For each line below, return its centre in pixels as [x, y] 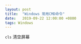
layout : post [18, 9]
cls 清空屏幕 [17, 37]
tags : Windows [19, 23]
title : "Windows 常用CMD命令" [35, 14]
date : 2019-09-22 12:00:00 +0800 [41, 18]
